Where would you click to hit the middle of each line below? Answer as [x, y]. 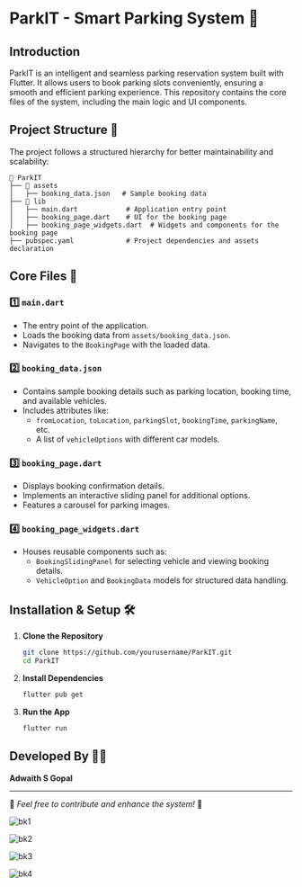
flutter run [44, 728]
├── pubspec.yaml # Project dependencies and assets [134, 241]
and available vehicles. [64, 400]
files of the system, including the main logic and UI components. [128, 102]
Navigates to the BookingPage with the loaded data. [116, 345]
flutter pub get [53, 694]
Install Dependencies [62, 677]
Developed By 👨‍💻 [58, 756]
